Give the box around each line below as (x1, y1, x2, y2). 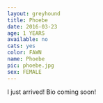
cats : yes (7, 42, 36, 49)
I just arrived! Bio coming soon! (7, 88, 96, 96)
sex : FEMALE (7, 68, 42, 75)
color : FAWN (7, 49, 42, 56)
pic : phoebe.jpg (7, 62, 54, 69)
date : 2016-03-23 (7, 23, 58, 30)
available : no (7, 36, 49, 43)
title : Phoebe (7, 17, 49, 24)
